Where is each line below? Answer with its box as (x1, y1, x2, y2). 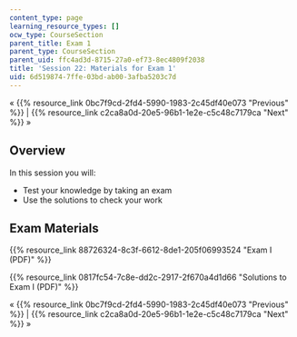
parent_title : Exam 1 (9, 38, 92, 48)
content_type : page (9, 13, 84, 23)
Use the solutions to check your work (22, 194, 163, 205)
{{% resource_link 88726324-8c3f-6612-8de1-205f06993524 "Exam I (9, 244, 272, 255)
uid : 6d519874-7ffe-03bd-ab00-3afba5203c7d (9, 73, 177, 82)
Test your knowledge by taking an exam (22, 184, 173, 195)
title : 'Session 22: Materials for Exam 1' (9, 64, 177, 74)
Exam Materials (9, 220, 99, 236)
